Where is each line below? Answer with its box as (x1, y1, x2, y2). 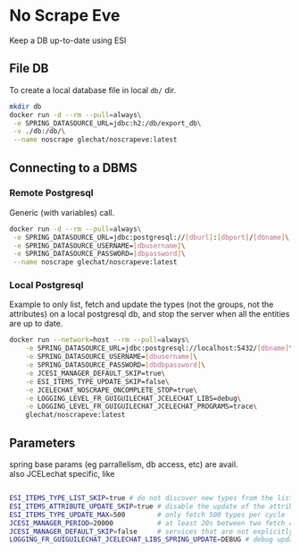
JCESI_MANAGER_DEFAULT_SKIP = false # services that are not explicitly (9, 527, 294, 536)
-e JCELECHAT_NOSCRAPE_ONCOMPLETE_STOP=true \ (25, 386, 198, 395)
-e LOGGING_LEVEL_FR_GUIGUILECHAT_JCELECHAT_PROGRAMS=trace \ (25, 402, 257, 412)
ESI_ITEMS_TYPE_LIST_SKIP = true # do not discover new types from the (9, 494, 274, 503)
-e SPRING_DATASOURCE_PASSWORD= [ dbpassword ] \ (12, 250, 186, 259)
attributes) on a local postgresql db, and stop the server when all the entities (9, 309, 290, 319)
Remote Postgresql (9, 187, 94, 200)
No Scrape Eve (9, 5, 121, 26)
